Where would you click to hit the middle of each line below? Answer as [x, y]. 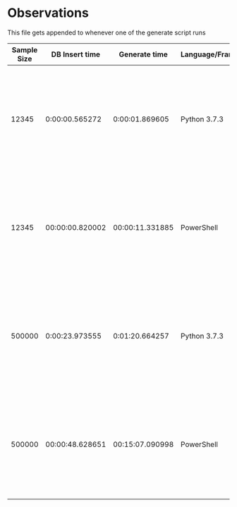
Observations [48, 13]
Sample [25, 49]
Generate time [143, 54]
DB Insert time [76, 54]
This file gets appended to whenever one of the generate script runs [107, 32]
